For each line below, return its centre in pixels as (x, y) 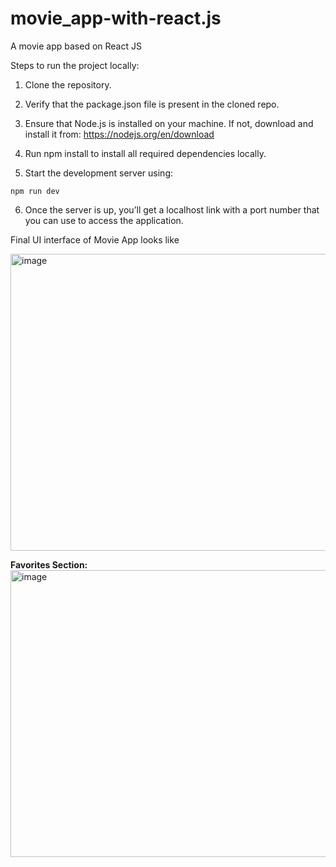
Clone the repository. (68, 84)
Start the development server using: (98, 173)
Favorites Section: (49, 564)
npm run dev (35, 191)
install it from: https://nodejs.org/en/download (119, 134)
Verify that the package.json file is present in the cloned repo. (152, 104)
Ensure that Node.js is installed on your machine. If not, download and (169, 123)
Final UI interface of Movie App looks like (95, 239)
